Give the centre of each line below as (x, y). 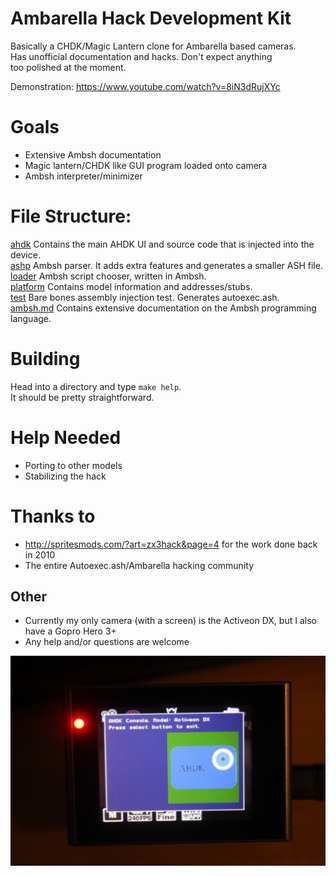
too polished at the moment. (68, 67)
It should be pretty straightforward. (82, 397)
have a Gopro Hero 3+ (70, 631)
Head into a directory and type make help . (96, 386)
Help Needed (66, 437)
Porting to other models (73, 465)
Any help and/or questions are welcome (107, 642)
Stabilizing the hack (65, 476)
